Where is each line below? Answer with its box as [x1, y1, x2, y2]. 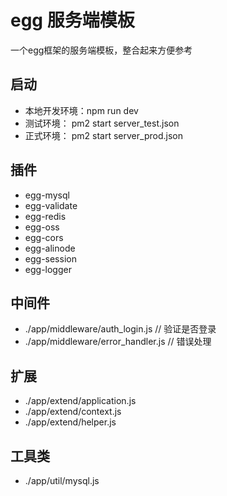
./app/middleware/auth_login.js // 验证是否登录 [24, 323, 217, 335]
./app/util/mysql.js [24, 475, 100, 486]
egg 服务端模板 [10, 9, 135, 32]
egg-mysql [24, 189, 70, 201]
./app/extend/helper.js [24, 416, 117, 428]
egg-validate [24, 199, 78, 211]
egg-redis [24, 210, 67, 222]
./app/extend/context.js [24, 406, 122, 418]
